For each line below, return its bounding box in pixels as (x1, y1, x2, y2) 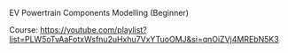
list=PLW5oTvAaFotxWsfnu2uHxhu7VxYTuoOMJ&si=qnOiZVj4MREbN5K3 (9, 34, 279, 44)
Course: (9, 25, 38, 34)
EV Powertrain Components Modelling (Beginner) (9, 8, 189, 18)
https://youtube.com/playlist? (39, 25, 148, 34)
